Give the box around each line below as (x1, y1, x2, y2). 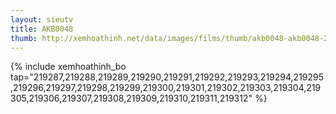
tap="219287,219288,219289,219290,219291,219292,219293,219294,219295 (10, 71, 325, 83)
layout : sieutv (10, 14, 74, 25)
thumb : (10, 33, 38, 43)
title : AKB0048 (10, 24, 74, 34)
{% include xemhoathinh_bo (10, 61, 127, 73)
